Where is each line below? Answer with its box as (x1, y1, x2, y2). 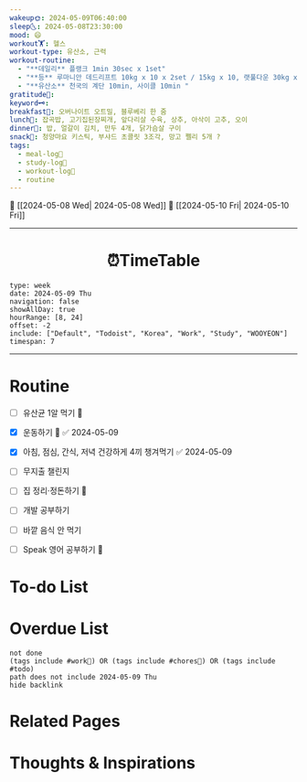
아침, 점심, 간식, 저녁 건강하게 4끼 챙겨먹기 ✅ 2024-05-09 (22, 446, 233, 457)
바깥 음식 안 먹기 (22, 524, 82, 535)
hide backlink (9, 680, 64, 690)
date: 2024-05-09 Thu (9, 289, 92, 298)
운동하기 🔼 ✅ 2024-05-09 (22, 427, 119, 438)
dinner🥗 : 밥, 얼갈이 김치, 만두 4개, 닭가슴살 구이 (9, 124, 182, 134)
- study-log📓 (17, 157, 68, 167)
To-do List (9, 576, 89, 597)
